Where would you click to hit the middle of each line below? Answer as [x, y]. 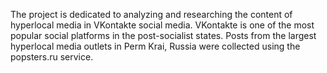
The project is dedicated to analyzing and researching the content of [151, 14]
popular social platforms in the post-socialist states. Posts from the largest [163, 35]
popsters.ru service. [52, 57]
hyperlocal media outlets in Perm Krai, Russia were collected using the [155, 46]
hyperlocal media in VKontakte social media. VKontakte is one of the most [162, 25]
